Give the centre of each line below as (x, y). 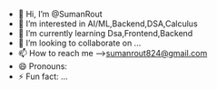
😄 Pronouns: (43, 66)
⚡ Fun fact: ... (43, 76)
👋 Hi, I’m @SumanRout (60, 14)
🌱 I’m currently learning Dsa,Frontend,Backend (105, 33)
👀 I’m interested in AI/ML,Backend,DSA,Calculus (108, 24)
